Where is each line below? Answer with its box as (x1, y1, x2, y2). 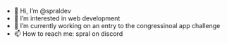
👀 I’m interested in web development (13, 14, 121, 22)
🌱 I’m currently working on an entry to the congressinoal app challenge (13, 22, 221, 30)
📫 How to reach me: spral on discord (13, 30, 123, 38)
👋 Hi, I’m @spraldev (13, 7, 72, 15)
